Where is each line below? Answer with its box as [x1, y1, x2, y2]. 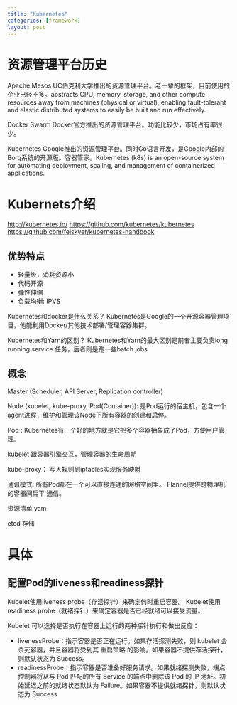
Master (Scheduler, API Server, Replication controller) [7, 387, 163, 396]
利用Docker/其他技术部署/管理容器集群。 [31, 321, 151, 329]
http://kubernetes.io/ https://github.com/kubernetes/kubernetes [7, 220, 194, 228]
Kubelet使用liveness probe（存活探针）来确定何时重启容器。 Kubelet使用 [7, 597, 221, 605]
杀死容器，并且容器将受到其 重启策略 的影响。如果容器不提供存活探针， [17, 645, 227, 654]
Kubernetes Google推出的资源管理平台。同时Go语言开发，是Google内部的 [7, 144, 224, 153]
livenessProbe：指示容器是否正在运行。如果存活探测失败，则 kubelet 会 [17, 636, 228, 645]
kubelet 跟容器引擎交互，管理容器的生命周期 [7, 450, 137, 458]
